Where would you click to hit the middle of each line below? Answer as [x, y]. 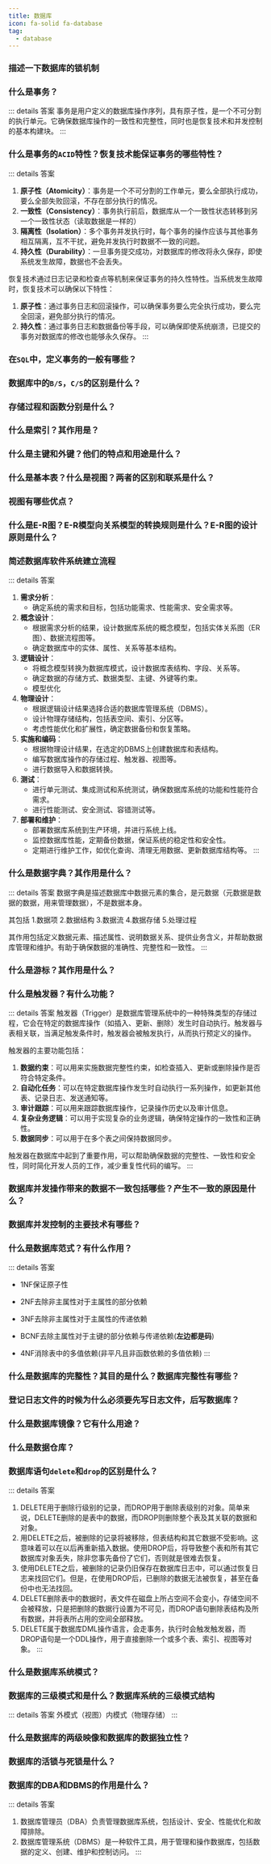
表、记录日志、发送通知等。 [66, 1098]
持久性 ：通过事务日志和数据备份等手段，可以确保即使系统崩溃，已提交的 [140, 326]
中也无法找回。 [52, 1589]
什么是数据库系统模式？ [54, 1672]
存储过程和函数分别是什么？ [62, 407]
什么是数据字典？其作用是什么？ [71, 873]
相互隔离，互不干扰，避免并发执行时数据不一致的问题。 [112, 241]
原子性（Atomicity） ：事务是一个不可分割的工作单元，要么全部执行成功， [141, 190]
